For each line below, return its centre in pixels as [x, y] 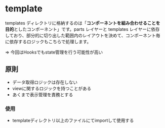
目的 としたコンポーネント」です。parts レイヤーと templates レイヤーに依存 [82, 29]
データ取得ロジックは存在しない [45, 82]
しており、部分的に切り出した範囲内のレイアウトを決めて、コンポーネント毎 [83, 35]
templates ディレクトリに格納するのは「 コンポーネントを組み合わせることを [83, 23]
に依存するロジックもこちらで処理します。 [48, 41]
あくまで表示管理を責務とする [42, 94]
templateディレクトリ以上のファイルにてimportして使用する [73, 121]
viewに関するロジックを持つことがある [52, 88]
